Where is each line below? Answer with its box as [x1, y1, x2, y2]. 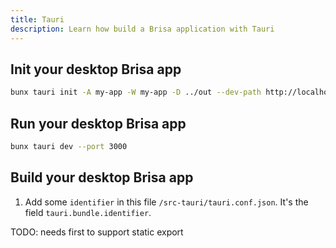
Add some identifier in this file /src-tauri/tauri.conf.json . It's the [24, 196, 309, 208]
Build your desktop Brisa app [10, 169, 194, 186]
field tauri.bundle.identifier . [24, 206, 152, 218]
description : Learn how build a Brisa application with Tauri [10, 24, 275, 34]
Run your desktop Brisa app [10, 115, 187, 132]
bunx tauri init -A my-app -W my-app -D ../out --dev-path [10, 87, 262, 98]
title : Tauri [10, 14, 65, 25]
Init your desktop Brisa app [10, 61, 182, 78]
